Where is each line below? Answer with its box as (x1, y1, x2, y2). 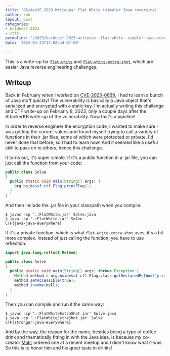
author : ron (5, 12, 30, 17)
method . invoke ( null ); (14, 283, 60, 288)
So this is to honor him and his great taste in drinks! (5, 344, 112, 351)
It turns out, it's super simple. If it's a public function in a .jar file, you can (5, 155, 157, 161)
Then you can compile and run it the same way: (5, 301, 105, 307)
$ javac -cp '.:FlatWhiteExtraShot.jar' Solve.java (5, 311, 116, 316)
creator (5, 339, 21, 345)
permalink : (5, 36, 28, 41)
